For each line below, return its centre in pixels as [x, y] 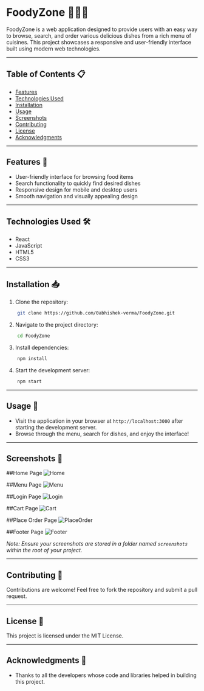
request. [17, 596]
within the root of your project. [44, 550]
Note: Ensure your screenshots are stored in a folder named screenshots [97, 544]
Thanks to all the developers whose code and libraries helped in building [106, 675]
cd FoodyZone [34, 336]
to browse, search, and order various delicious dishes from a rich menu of [99, 35]
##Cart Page [22, 509]
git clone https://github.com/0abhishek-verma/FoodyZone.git [96, 313]
